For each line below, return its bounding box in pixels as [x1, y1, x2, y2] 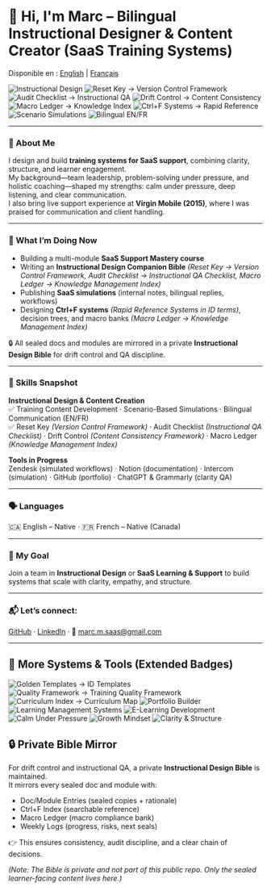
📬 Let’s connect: [8, 605, 78, 617]
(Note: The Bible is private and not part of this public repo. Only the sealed [8, 865, 256, 875]
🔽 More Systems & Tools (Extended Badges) [8, 658, 234, 671]
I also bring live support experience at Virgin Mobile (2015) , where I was [8, 199, 250, 208]
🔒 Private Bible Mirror [8, 738, 118, 751]
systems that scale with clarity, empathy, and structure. [8, 577, 192, 587]
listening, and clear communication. [8, 190, 127, 200]
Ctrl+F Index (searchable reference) [19, 805, 140, 814]
